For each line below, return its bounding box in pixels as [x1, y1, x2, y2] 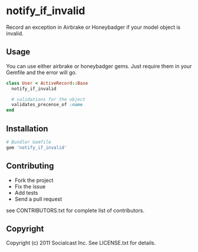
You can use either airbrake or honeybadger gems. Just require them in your [6, 62, 192, 69]
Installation [6, 124, 48, 134]
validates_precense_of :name [11, 102, 83, 108]
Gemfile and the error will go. [6, 69, 77, 76]
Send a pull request [14, 195, 62, 203]
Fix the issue [14, 183, 46, 190]
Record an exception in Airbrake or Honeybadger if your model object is [6, 24, 181, 31]
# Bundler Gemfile [6, 139, 51, 145]
